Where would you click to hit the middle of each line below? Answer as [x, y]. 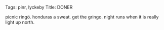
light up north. [20, 22]
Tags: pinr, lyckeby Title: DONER [39, 7]
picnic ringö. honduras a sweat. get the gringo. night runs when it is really [82, 17]
